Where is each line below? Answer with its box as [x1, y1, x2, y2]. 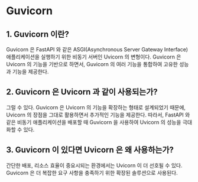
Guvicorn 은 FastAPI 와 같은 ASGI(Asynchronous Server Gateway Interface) [6, 46, 188, 53]
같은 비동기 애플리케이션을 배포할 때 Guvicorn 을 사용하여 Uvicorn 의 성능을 [6, 118, 181, 125]
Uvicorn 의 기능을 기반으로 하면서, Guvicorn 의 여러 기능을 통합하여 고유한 [6, 61, 178, 67]
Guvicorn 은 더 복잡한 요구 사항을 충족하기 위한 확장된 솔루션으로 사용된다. [6, 169, 178, 176]
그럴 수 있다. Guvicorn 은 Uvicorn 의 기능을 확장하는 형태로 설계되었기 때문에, [6, 103, 186, 110]
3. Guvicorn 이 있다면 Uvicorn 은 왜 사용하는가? [6, 145, 174, 155]
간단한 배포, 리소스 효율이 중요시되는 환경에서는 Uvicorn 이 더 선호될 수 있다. [6, 161, 183, 169]
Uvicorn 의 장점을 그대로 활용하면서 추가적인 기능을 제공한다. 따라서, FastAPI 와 [6, 111, 190, 118]
